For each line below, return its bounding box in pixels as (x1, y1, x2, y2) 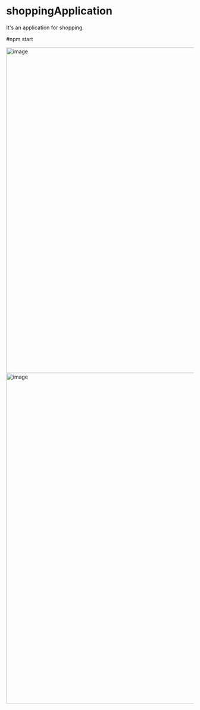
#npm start (6, 35, 33, 42)
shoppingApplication (6, 4, 113, 18)
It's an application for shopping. (6, 24, 85, 31)
